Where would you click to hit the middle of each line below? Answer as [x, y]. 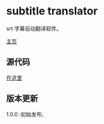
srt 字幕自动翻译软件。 [34, 28]
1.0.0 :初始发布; [25, 114]
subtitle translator [52, 11]
